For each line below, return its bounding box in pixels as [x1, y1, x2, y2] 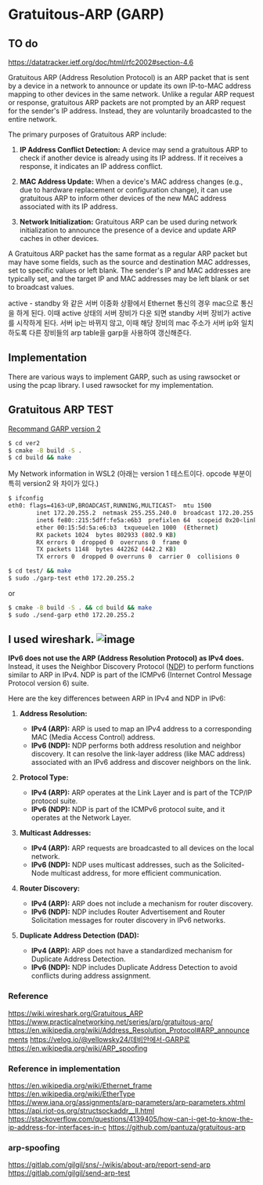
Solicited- [213, 860, 245, 869]
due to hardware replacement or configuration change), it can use [19, 185, 232, 194]
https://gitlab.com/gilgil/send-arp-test [8, 1169, 131, 1178]
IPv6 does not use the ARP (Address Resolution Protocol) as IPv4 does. [8, 653, 244, 663]
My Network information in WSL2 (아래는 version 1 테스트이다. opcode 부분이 [8, 469, 252, 478]
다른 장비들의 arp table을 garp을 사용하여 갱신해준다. [28, 328, 192, 337]
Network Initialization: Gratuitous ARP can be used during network [19, 218, 237, 226]
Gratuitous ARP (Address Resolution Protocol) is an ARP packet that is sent [8, 73, 249, 82]
